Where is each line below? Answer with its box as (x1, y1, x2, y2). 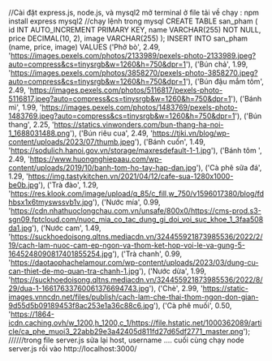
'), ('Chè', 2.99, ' (149, 284, 203, 293)
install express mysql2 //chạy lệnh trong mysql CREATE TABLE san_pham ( (8, 16, 258, 26)
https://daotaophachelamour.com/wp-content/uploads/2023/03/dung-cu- (11, 258, 259, 267)
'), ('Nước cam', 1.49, (32, 223, 101, 233)
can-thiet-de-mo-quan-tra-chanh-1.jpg (8, 266, 140, 276)
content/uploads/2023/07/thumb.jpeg (8, 137, 136, 146)
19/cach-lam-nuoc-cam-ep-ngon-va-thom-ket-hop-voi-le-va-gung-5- (8, 240, 246, 250)
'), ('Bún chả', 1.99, (185, 59, 248, 69)
